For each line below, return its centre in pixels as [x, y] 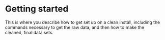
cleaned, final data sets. [29, 32]
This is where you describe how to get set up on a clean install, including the [82, 22]
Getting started [37, 9]
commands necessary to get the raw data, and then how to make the [75, 27]
